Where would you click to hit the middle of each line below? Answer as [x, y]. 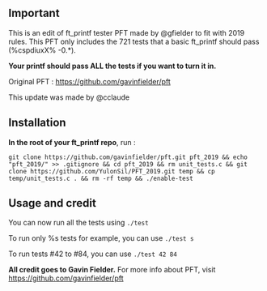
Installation [37, 123]
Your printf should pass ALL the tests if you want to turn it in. [112, 66]
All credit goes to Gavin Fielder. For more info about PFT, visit [112, 270]
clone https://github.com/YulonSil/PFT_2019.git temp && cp [112, 171]
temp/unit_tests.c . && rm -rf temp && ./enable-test [101, 178]
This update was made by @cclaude [69, 97]
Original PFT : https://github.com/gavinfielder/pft [90, 81]
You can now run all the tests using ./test [78, 223]
